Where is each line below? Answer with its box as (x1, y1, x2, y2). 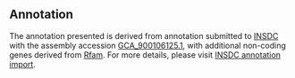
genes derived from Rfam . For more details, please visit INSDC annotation (9, 49, 282, 60)
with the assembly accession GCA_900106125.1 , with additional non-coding (9, 40, 286, 51)
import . (9, 58, 36, 69)
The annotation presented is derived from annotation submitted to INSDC (9, 30, 279, 41)
